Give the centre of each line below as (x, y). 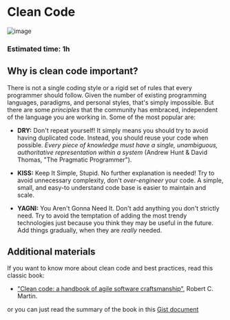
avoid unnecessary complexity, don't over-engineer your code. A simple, (120, 180)
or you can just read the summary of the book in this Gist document (103, 310)
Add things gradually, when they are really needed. (90, 230)
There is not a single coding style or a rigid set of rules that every (100, 87)
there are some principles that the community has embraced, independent (113, 109)
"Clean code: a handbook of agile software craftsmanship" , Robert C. (115, 289)
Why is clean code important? (73, 71)
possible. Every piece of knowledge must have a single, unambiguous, (117, 145)
